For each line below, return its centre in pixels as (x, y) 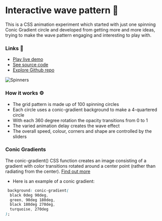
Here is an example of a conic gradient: (53, 181)
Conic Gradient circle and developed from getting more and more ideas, (80, 29)
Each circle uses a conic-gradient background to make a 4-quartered (85, 109)
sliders (19, 136)
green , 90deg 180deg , (33, 200)
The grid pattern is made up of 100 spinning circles (66, 104)
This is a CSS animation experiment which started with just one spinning (80, 24)
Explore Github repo (33, 70)
